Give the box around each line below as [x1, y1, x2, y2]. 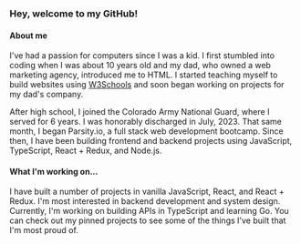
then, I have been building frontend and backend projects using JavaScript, [9, 136, 293, 147]
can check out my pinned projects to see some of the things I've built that [9, 215, 286, 226]
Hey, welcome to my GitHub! [9, 7, 139, 20]
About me [9, 30, 48, 41]
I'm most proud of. [9, 225, 79, 236]
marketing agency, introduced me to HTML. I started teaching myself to [9, 69, 278, 80]
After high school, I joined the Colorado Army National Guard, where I [9, 107, 270, 117]
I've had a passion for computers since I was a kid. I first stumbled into [9, 50, 275, 61]
